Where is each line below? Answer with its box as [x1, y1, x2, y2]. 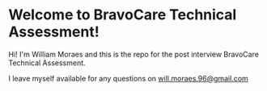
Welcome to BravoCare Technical [8, 6, 237, 24]
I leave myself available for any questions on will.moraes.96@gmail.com [8, 73, 248, 83]
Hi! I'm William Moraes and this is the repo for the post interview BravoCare [8, 49, 259, 59]
